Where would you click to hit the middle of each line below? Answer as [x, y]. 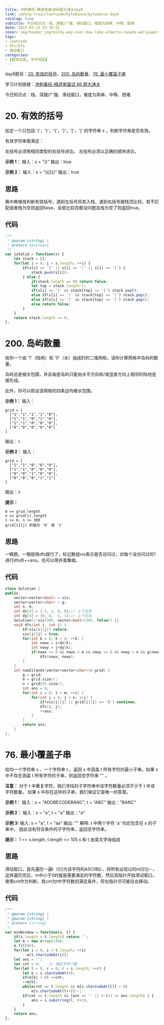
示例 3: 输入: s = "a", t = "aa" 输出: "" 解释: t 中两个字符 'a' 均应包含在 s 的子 [81, 823]
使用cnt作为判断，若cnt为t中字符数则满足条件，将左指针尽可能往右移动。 [79, 881]
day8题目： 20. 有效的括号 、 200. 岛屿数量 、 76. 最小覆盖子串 [65, 74]
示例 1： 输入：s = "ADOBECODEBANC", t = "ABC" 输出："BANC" [71, 802]
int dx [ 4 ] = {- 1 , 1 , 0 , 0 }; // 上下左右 [53, 611]
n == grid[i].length [26, 516]
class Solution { [23, 588]
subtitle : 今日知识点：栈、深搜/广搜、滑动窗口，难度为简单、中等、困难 [70, 23]
